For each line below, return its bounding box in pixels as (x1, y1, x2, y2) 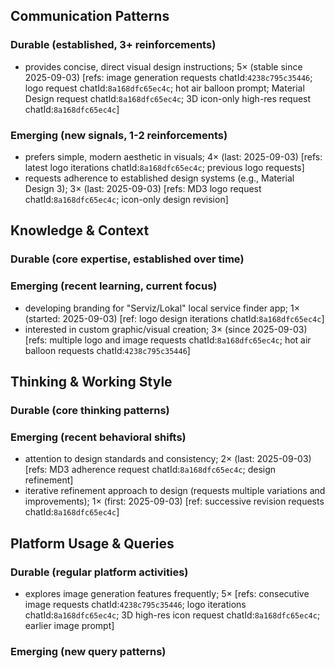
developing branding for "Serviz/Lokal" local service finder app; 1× (24, 302, 300, 314)
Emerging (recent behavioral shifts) (10, 430, 187, 444)
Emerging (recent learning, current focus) (10, 279, 218, 293)
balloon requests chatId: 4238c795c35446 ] (24, 344, 191, 356)
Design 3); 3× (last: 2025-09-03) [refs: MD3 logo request (24, 182, 262, 194)
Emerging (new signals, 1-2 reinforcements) (10, 128, 228, 142)
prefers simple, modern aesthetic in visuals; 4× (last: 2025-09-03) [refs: (24, 150, 323, 163)
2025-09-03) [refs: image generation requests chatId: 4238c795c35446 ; (24, 71, 313, 83)
